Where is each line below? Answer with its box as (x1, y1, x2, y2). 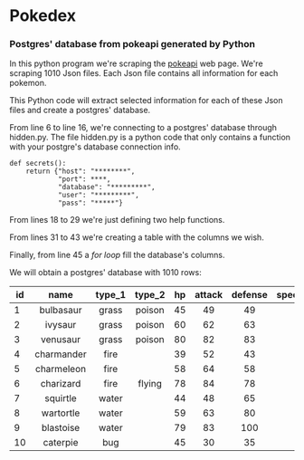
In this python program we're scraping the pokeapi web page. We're (9, 58, 264, 69)
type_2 (134, 289, 166, 302)
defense (231, 289, 269, 302)
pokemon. (9, 78, 47, 89)
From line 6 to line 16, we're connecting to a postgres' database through (9, 122, 278, 133)
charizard (40, 378, 81, 390)
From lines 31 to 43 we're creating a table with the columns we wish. (9, 232, 264, 243)
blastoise (41, 422, 81, 435)
